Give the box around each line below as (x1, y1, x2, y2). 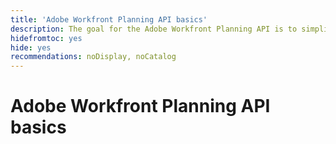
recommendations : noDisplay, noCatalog (10, 52, 177, 62)
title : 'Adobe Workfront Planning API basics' (10, 14, 208, 25)
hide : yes (10, 42, 52, 53)
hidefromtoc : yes (10, 33, 83, 43)
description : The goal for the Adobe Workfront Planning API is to (10, 24, 298, 34)
